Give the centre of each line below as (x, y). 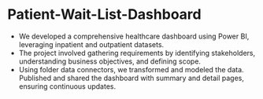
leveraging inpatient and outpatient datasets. (91, 44)
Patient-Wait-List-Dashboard (104, 15)
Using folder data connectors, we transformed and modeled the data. (131, 69)
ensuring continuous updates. (67, 86)
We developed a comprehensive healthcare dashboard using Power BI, (134, 36)
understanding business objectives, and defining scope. (110, 61)
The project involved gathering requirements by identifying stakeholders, (137, 53)
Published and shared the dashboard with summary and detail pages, (131, 78)
